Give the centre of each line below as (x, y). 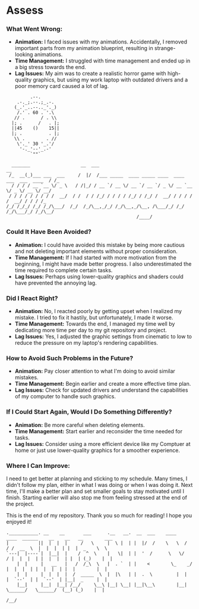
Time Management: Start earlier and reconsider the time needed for (99, 431)
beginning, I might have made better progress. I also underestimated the (103, 264)
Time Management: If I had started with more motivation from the (96, 257)
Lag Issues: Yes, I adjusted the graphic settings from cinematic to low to (103, 336)
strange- (165, 48)
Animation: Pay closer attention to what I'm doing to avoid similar (95, 371)
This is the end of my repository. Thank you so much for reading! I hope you (99, 515)
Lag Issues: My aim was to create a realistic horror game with (90, 74)
